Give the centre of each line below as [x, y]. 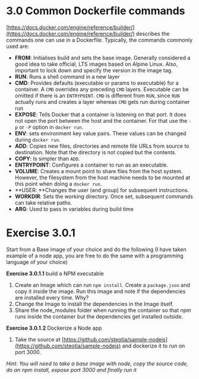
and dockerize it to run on [154, 346]
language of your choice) [37, 262]
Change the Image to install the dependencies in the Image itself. [94, 304]
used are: [18, 46]
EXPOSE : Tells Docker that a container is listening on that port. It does [100, 114]
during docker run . [37, 139]
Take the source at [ [39, 339]
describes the [153, 33]
